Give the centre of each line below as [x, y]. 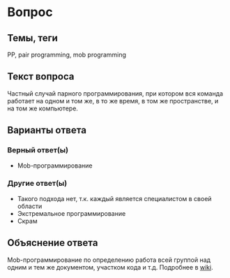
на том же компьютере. [43, 108]
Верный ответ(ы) [38, 150]
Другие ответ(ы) [37, 184]
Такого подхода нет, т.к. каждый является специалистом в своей [114, 198]
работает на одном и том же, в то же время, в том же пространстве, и [113, 101]
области [30, 206]
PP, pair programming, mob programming [67, 54]
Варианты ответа [47, 130]
